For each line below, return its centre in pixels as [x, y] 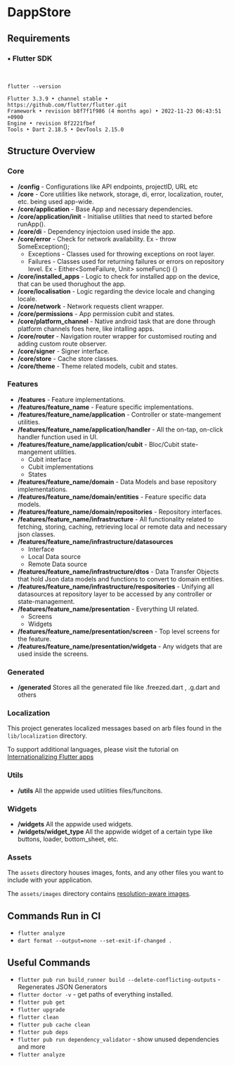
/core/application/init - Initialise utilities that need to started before [115, 216]
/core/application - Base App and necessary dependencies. [105, 209]
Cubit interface [50, 459]
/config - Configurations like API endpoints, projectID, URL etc [108, 187]
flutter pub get [41, 1002]
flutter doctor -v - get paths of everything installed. [95, 994]
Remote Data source [58, 564]
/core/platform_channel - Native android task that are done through [116, 321]
